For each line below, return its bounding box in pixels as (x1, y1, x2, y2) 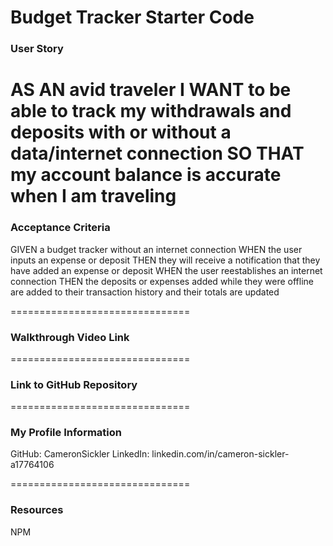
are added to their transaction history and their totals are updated (10, 286, 280, 298)
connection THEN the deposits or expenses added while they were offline (10, 275, 314, 287)
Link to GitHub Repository (10, 377, 138, 391)
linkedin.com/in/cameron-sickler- (151, 448, 290, 460)
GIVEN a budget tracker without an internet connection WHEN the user (10, 243, 303, 255)
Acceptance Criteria (10, 221, 111, 235)
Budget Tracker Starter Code (10, 6, 255, 29)
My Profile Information (10, 426, 122, 440)
